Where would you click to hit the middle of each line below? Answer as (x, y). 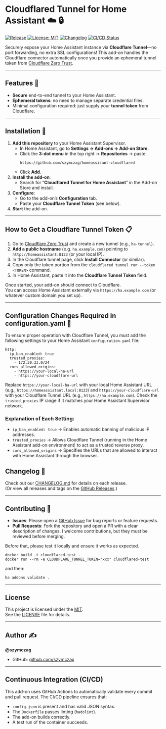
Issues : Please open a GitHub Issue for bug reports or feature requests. (85, 521)
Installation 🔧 (26, 131)
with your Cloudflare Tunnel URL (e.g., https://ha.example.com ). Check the (81, 395)
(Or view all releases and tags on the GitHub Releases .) (61, 488)
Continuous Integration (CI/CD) (54, 680)
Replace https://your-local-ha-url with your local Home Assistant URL (79, 385)
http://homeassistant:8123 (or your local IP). (58, 254)
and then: (15, 569)
